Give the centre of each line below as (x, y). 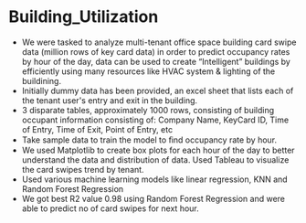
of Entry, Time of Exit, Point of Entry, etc (97, 129)
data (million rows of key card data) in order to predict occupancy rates (156, 51)
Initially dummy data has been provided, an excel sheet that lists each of (158, 90)
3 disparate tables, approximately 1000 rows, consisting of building (148, 110)
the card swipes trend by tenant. (83, 169)
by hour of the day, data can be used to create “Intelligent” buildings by (156, 61)
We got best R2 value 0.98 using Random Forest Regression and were (153, 198)
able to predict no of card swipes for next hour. (111, 208)
